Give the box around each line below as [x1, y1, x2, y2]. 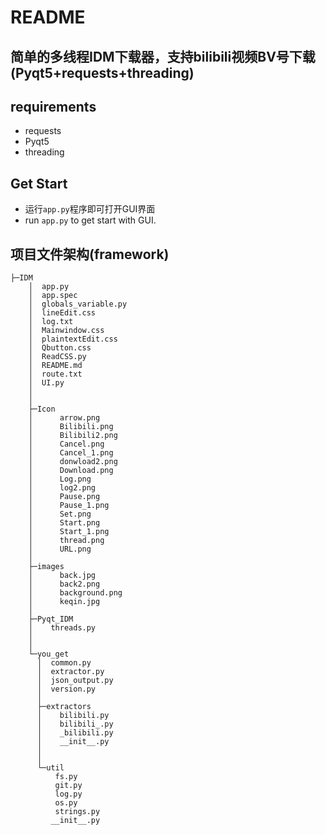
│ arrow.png [28, 413, 101, 423]
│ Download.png [28, 466, 114, 476]
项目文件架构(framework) [10, 246, 170, 263]
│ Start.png [28, 518, 101, 528]
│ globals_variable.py [28, 299, 128, 310]
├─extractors [36, 702, 92, 712]
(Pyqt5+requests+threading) [10, 64, 195, 81]
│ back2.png [28, 579, 101, 590]
